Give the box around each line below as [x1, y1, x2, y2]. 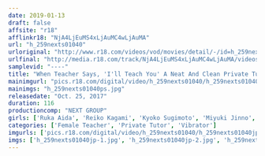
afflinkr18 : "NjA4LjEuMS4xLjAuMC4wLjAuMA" [8, 33, 150, 42]
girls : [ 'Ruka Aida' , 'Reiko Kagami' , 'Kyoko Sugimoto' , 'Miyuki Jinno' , [8, 114, 256, 122]
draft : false [8, 19, 51, 27]
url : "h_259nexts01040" [8, 41, 87, 49]
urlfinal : [8, 56, 41, 64]
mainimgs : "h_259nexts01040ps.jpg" [8, 84, 125, 93]
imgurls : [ [8, 128, 44, 136]
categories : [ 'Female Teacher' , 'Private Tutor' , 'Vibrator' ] [8, 121, 217, 129]
